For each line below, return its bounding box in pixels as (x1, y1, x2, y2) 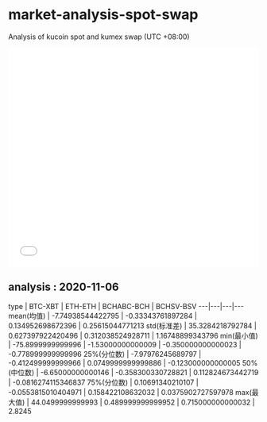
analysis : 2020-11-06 (8, 281, 119, 294)
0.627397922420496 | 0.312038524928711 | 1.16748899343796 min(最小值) (8, 331, 258, 340)
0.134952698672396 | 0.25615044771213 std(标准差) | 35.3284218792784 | (8, 320, 257, 331)
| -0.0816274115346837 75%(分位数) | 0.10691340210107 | (8, 377, 199, 387)
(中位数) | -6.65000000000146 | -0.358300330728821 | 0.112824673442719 (8, 367, 259, 377)
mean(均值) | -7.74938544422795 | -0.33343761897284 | (8, 311, 197, 320)
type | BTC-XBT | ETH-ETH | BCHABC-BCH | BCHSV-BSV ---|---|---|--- (8, 301, 245, 311)
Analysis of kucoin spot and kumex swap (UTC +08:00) (8, 32, 190, 41)
